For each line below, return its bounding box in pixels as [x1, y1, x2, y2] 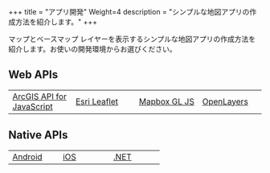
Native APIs [8, 128, 68, 142]
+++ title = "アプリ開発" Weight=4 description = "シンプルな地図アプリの [8, 7, 250, 16]
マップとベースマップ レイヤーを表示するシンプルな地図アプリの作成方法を [8, 35, 256, 43]
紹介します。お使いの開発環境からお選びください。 [8, 44, 177, 54]
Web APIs [8, 68, 59, 82]
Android [12, 151, 43, 163]
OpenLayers [202, 96, 249, 107]
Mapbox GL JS [139, 96, 194, 107]
